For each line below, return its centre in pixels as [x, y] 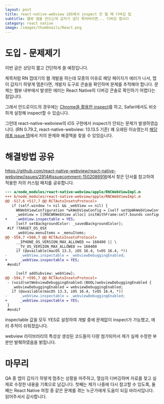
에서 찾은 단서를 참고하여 [131, 177]
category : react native [29, 23]
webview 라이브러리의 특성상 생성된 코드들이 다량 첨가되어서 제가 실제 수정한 [79, 336]
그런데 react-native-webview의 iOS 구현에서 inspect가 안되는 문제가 [71, 123]
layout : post [18, 10]
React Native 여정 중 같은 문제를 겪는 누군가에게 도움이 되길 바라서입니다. [84, 390]
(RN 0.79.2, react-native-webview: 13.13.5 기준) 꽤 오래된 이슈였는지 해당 [86, 129]
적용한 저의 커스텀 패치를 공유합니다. [40, 183]
